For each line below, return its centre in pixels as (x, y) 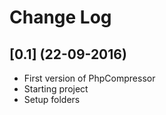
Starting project (56, 89)
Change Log (60, 17)
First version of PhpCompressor (89, 78)
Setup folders (52, 99)
